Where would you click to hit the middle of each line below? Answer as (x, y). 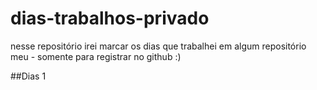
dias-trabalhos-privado (110, 18)
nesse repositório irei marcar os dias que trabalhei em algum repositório (158, 46)
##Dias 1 (28, 76)
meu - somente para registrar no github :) (96, 56)
